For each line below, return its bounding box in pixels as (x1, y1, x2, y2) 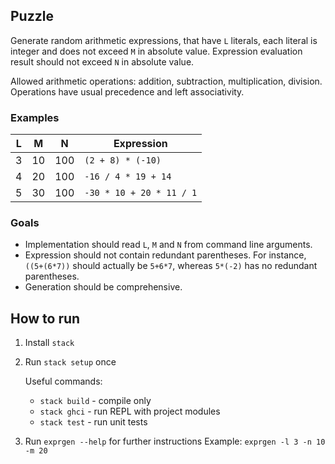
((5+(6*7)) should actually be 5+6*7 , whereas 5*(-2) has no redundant (24, 260, 318, 272)
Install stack (24, 337, 75, 349)
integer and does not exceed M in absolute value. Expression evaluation (10, 45, 303, 57)
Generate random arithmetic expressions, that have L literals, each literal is (10, 34, 318, 46)
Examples (10, 110, 60, 124)
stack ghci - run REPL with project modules (39, 405, 221, 418)
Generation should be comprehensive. (24, 281, 183, 293)
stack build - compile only (39, 395, 152, 407)
